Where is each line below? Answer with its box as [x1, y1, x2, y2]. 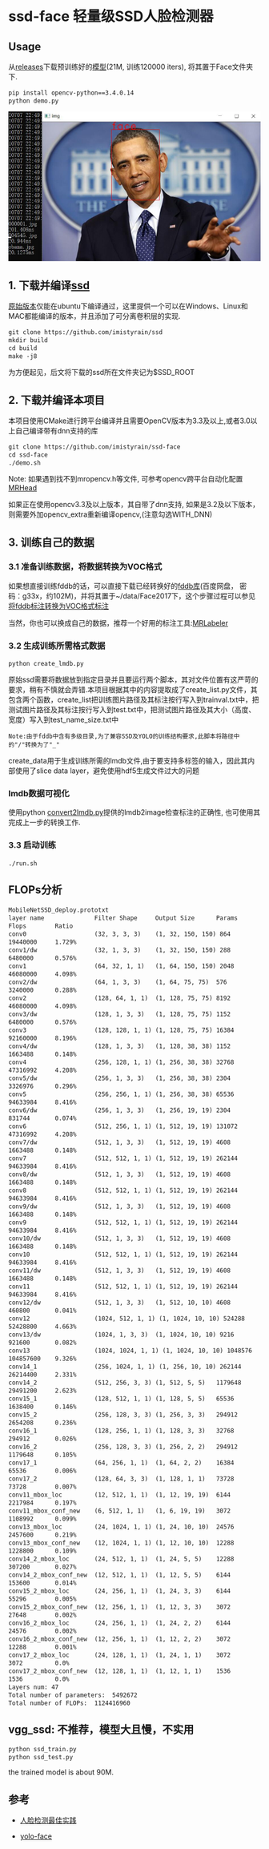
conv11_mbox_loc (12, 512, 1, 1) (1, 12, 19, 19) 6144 [8, 1491, 231, 1499]
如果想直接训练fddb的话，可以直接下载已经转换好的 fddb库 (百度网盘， [8, 581, 239, 590]
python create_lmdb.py [8, 660, 84, 668]
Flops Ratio [8, 922, 74, 930]
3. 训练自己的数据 [8, 535, 94, 549]
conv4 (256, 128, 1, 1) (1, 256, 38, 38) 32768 [8, 1058, 235, 1066]
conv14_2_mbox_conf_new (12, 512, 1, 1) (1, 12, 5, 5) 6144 [8, 1571, 231, 1579]
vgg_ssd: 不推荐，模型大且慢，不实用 [8, 1722, 195, 1736]
